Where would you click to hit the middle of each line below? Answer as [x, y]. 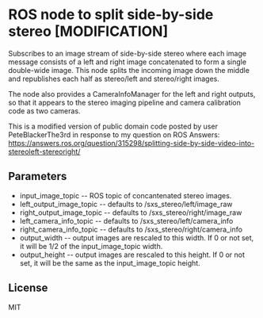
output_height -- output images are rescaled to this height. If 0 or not [132, 255]
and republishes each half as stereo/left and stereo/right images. [114, 79]
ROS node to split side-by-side [111, 15]
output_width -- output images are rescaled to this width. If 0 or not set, [137, 238]
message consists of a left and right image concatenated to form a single [128, 62]
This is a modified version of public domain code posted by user [113, 126]
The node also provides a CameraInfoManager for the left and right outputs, [132, 94]
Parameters [38, 176]
